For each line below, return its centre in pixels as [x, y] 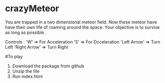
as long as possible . [26, 32]
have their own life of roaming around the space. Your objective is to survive [82, 27]
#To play [14, 56]
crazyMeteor [32, 9]
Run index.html [27, 76]
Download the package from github [48, 66]
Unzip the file [26, 71]
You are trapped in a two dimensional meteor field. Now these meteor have [81, 22]
